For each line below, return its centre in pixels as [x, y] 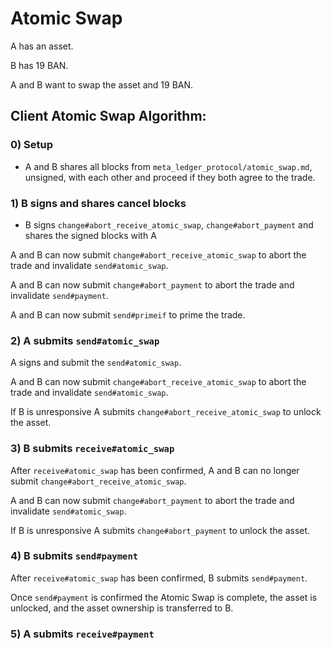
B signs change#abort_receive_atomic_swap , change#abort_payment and [169, 224]
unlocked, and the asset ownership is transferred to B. [122, 608]
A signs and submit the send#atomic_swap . [96, 363]
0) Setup [32, 145]
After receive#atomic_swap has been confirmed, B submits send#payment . [159, 578]
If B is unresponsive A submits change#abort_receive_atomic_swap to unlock [166, 412]
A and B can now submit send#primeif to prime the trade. [128, 314]
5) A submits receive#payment [82, 634]
